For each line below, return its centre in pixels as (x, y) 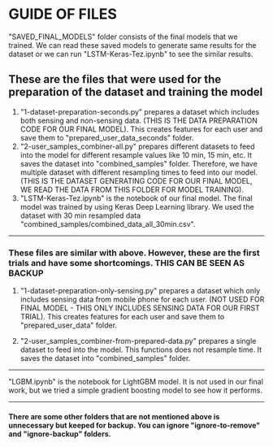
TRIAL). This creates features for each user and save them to (122, 317)
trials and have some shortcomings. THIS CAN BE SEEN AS (127, 263)
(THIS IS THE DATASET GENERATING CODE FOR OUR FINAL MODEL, (136, 180)
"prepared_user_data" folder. (69, 325)
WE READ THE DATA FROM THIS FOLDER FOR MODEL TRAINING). (132, 189)
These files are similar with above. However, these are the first (134, 253)
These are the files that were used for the (115, 79)
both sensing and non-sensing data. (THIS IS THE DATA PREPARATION (139, 120)
